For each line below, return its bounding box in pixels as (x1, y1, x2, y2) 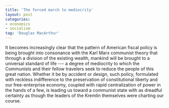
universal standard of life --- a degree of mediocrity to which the (5, 61, 140, 66)
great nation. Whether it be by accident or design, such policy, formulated (5, 71, 159, 77)
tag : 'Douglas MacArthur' (5, 31, 60, 36)
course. (5, 98, 21, 103)
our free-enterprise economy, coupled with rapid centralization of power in (5, 82, 161, 88)
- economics (5, 21, 30, 27)
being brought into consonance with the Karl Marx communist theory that (5, 50, 158, 56)
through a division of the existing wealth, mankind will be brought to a (5, 55, 150, 61)
